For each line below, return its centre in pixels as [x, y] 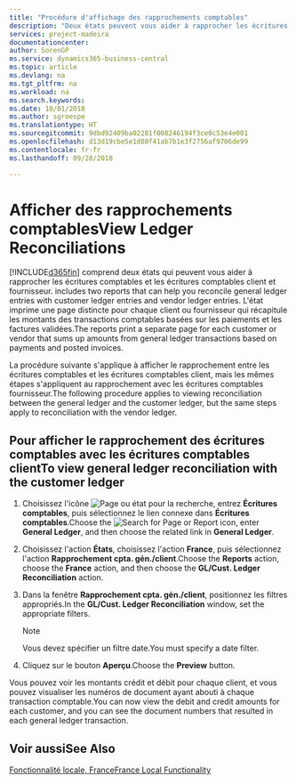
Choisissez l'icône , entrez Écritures [150, 504]
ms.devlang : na [37, 76]
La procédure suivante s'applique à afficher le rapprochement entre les [140, 365]
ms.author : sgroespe [48, 117]
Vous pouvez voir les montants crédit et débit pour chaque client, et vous [143, 683]
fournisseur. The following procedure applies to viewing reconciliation [136, 393]
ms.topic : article [43, 68]
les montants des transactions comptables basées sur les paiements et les [146, 319]
